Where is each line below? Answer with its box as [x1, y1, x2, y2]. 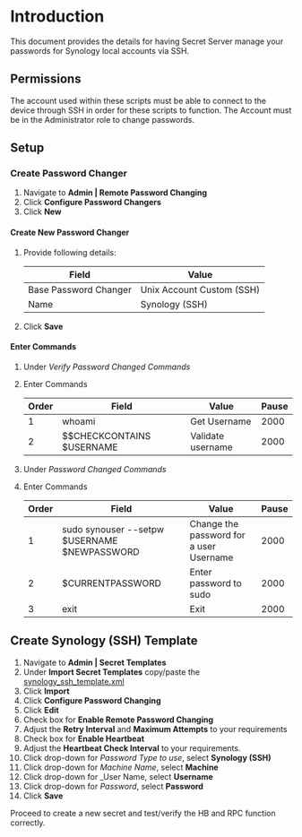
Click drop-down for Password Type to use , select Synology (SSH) [22, 752, 272, 763]
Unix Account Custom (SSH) [140, 283, 261, 296]
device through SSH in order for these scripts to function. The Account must [10, 105, 292, 116]
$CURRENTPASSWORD [62, 576, 162, 589]
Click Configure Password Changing [22, 695, 161, 705]
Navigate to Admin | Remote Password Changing [22, 187, 208, 198]
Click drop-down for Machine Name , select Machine [22, 762, 219, 772]
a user [189, 539, 216, 552]
